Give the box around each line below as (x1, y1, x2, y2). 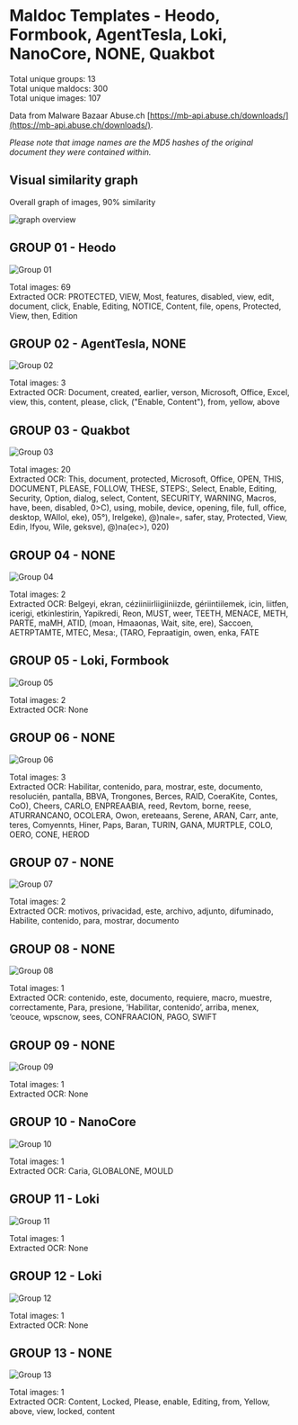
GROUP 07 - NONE (9, 855, 115, 870)
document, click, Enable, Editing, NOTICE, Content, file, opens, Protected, (9, 301, 282, 311)
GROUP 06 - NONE (9, 730, 116, 745)
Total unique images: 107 (9, 92, 101, 104)
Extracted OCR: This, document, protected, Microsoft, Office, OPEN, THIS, (9, 473, 285, 484)
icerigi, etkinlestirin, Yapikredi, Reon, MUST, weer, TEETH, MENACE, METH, (9, 609, 289, 618)
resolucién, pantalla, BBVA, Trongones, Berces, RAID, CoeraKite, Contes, (9, 790, 278, 801)
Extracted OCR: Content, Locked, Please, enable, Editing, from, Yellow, (9, 1396, 271, 1407)
